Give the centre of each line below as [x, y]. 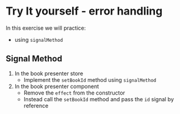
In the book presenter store [49, 73]
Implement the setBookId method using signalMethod [90, 79]
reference [36, 106]
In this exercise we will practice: [46, 28]
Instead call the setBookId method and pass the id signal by [99, 99]
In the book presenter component [57, 86]
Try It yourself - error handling [84, 11]
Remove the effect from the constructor [74, 93]
